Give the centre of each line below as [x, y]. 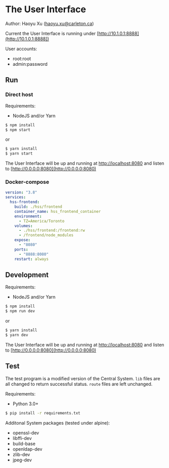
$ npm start [18, 130]
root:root [22, 58]
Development [27, 275]
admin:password [30, 64]
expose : [22, 240]
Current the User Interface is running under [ [52, 33]
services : [16, 198]
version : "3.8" [21, 192]
